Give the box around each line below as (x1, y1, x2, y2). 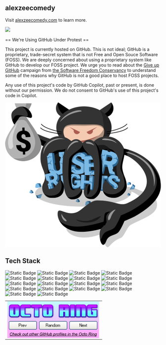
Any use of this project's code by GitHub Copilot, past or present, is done (5, 82, 155, 88)
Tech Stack (5, 257, 41, 265)
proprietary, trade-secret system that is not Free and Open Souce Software (5, 51, 158, 57)
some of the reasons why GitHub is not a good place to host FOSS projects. (5, 72, 159, 78)
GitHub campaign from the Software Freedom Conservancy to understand (5, 67, 156, 73)
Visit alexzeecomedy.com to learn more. (5, 17, 87, 23)
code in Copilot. (5, 92, 38, 98)
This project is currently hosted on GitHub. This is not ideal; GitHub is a (5, 46, 150, 52)
